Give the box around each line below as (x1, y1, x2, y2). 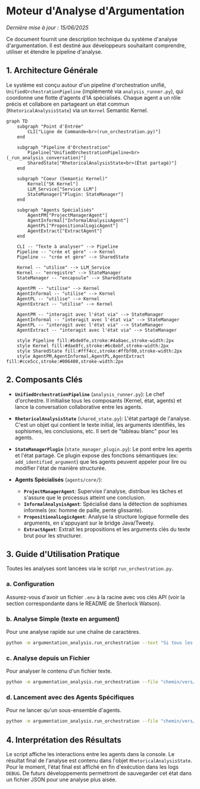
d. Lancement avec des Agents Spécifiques (6, 693, 135, 701)
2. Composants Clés (6, 375, 83, 385)
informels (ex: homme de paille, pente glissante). (23, 506, 143, 514)
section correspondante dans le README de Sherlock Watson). (6, 600, 162, 607)
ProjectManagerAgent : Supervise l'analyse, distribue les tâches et (23, 488, 183, 495)
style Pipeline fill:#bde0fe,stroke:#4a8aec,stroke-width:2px (17, 337, 174, 344)
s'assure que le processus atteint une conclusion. (23, 494, 146, 501)
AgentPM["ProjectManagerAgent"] (27, 212, 108, 218)
